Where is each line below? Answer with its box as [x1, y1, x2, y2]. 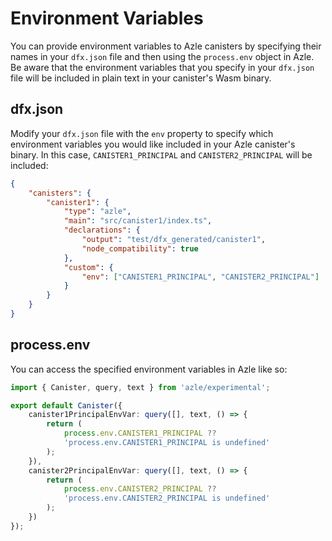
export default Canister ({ [10, 400, 123, 411]
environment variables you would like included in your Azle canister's [10, 138, 296, 150]
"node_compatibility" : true [81, 243, 199, 254]
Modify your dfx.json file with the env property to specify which [10, 127, 274, 139]
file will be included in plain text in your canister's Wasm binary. [10, 72, 272, 84]
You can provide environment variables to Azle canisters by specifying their [10, 40, 322, 52]
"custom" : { [63, 262, 114, 272]
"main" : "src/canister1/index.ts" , [63, 216, 213, 226]
